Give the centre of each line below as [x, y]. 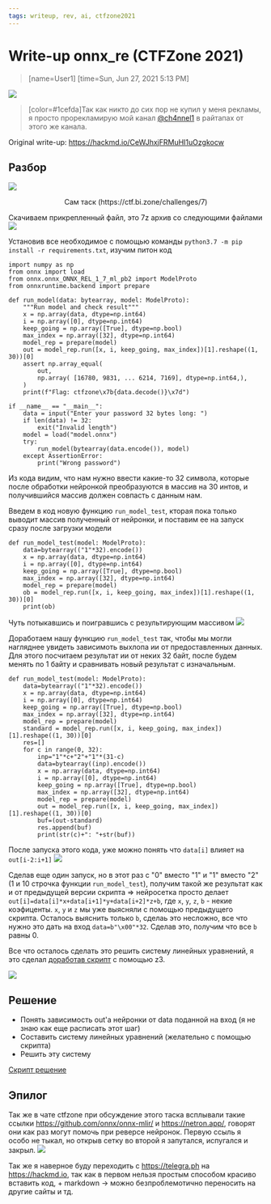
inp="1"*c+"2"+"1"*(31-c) [81, 757]
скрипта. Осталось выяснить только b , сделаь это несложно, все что [128, 918]
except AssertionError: [63, 456]
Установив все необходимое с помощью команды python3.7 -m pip [125, 242]
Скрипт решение [38, 1070]
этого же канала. [57, 126]
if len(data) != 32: [57, 421]
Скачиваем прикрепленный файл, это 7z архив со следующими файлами [135, 218]
